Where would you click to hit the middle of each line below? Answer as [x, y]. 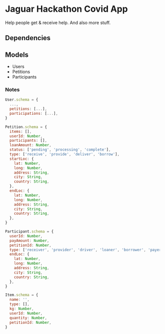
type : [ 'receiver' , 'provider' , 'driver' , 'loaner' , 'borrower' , [78, 250]
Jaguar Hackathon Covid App [67, 9]
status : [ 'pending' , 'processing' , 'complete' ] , [60, 150]
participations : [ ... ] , [34, 114]
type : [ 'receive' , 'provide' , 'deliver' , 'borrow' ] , [65, 154]
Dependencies [28, 38]
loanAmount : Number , [30, 145]
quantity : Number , [28, 318]
